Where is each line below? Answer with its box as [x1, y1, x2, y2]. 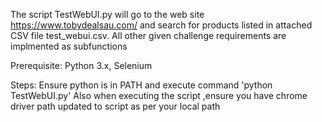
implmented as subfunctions [10, 40, 128, 52]
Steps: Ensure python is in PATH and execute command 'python [10, 79, 273, 91]
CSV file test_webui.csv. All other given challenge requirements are [10, 30, 287, 41]
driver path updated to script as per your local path [10, 100, 221, 112]
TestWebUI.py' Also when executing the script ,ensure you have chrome [10, 90, 308, 101]
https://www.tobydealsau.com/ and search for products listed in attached [10, 19, 313, 31]
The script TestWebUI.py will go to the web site [10, 9, 205, 20]
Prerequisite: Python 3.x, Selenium [10, 60, 153, 71]
